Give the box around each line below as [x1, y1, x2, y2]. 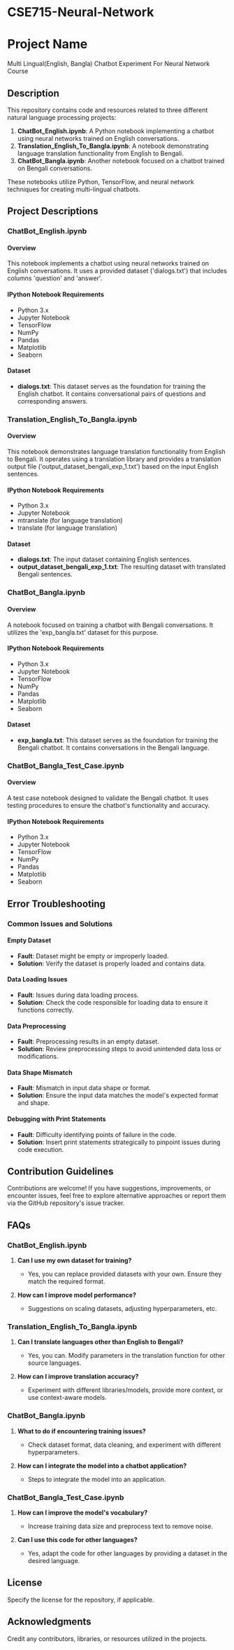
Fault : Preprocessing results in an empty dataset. [17, 1038, 159, 1046]
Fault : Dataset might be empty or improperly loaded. [17, 951, 169, 960]
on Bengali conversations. [17, 164, 92, 172]
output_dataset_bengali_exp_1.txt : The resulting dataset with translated [17, 563, 226, 571]
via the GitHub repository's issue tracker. [7, 1199, 125, 1207]
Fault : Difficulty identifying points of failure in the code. [17, 1130, 177, 1139]
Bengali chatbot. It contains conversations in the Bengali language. [17, 743, 210, 752]
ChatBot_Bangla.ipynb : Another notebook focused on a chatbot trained [17, 156, 225, 165]
